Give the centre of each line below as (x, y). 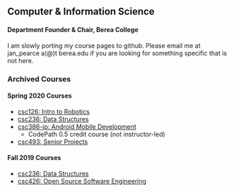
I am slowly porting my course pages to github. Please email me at (104, 45)
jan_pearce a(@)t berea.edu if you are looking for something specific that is (117, 53)
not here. (21, 60)
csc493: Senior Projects (53, 142)
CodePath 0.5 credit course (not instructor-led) (96, 134)
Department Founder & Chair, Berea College (73, 29)
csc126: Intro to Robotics (53, 111)
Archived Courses (39, 79)
